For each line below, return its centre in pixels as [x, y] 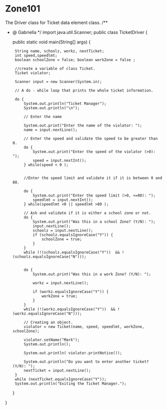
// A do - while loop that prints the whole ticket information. [84, 90]
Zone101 [23, 9]
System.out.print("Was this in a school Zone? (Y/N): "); [94, 221]
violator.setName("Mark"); [52, 340]
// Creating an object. [48, 322]
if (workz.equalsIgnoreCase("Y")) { [71, 291]
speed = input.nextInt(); [60, 160]
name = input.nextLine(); [51, 130]
